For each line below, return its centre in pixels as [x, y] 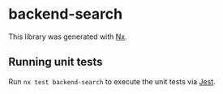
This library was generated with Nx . [68, 36]
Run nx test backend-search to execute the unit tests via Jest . [112, 81]
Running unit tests [56, 62]
